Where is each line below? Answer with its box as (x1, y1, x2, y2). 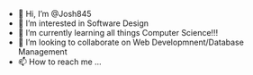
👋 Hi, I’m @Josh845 (17, 9, 92, 19)
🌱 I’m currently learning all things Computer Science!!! (17, 28, 219, 37)
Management (17, 46, 68, 57)
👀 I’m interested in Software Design (17, 18, 149, 29)
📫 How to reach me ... (17, 56, 102, 67)
